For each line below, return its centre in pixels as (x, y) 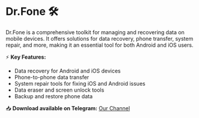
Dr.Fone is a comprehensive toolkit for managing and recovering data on (95, 32)
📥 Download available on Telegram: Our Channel (68, 108)
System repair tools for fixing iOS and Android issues (80, 83)
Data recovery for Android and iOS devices (67, 71)
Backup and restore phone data (54, 96)
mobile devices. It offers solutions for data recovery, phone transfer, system (99, 38)
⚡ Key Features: (26, 57)
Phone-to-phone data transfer (52, 77)
